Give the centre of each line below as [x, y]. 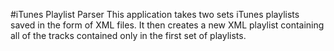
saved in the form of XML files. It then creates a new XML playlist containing [167, 25]
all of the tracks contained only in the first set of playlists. [128, 35]
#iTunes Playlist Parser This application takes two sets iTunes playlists [155, 14]
